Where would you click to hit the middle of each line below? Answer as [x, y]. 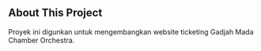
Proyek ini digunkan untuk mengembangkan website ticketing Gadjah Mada [131, 31]
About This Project [55, 13]
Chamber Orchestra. [42, 40]
